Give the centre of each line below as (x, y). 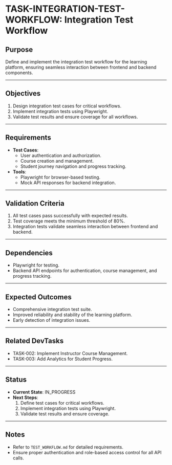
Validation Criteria (35, 203)
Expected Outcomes (38, 297)
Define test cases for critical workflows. (62, 403)
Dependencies (29, 253)
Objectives (23, 93)
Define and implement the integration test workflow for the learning (76, 62)
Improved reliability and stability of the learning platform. (72, 315)
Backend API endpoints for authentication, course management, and (85, 271)
